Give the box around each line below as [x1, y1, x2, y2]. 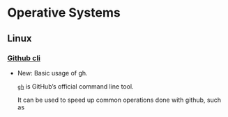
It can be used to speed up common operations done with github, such [17, 96, 222, 104]
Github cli [7, 53, 40, 63]
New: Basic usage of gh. [17, 69, 89, 77]
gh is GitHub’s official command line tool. [17, 82, 134, 91]
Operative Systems [7, 5, 121, 21]
